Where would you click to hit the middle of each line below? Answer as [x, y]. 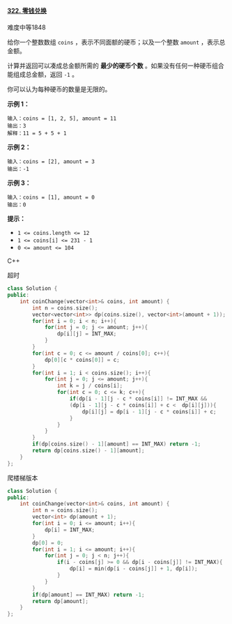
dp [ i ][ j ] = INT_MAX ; [87, 334]
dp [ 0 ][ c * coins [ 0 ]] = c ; [82, 360]
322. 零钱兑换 [27, 10]
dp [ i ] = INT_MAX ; [70, 530]
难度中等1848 [27, 27]
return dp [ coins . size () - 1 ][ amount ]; [88, 451]
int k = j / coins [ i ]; [90, 386]
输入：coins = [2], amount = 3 [51, 162]
